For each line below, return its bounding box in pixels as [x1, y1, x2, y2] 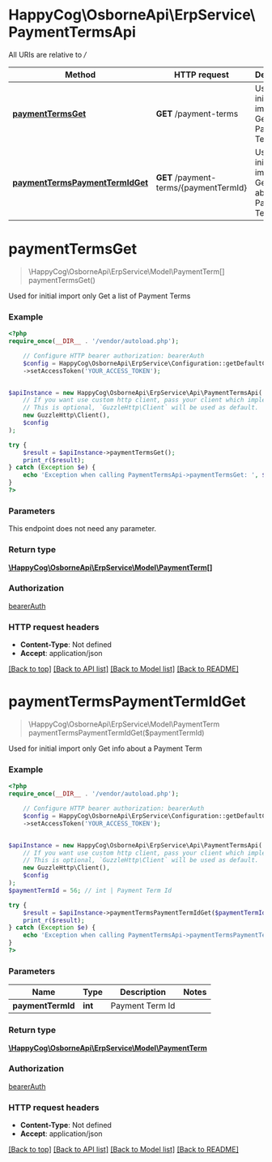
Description [120, 987, 166, 998]
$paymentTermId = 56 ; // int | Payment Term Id [8, 886, 172, 894]
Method [64, 69, 96, 80]
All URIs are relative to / [8, 49, 87, 59]
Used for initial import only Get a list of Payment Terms [8, 290, 191, 301]
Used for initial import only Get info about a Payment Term [8, 744, 202, 753]
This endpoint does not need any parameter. [8, 524, 156, 534]
